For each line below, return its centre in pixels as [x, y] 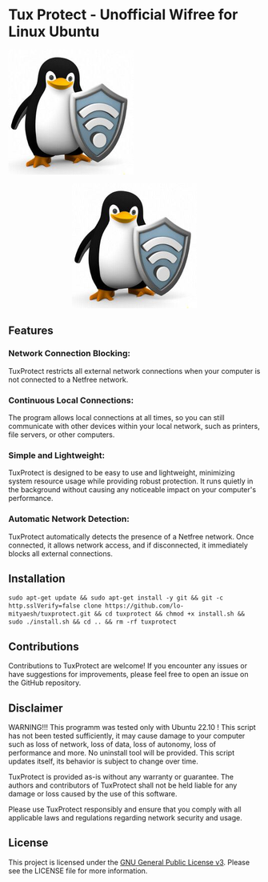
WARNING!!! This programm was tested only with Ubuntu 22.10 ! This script [132, 727]
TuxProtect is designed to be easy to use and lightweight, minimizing [122, 473]
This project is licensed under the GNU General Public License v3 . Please [129, 862]
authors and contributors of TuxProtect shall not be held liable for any [123, 785]
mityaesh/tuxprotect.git [50, 614]
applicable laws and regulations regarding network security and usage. [125, 817]
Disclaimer [36, 708]
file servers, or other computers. [62, 435]
